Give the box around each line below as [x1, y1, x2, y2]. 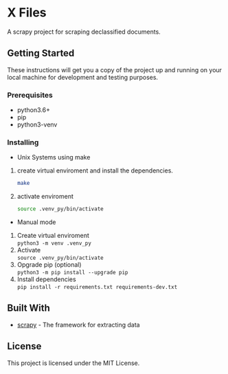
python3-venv [16, 120, 58, 129]
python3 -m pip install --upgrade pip [16, 269, 128, 276]
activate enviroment [16, 192, 74, 201]
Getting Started [7, 47, 75, 59]
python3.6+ [16, 106, 50, 114]
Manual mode [16, 218, 56, 226]
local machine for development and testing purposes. [7, 73, 159, 81]
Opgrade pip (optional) [16, 261, 82, 269]
